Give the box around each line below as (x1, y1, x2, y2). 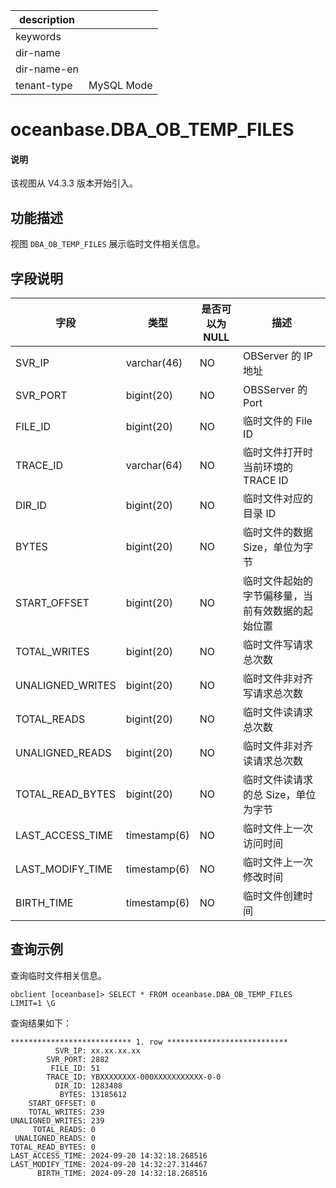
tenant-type (15, 79, 73, 92)
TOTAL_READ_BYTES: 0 (10, 1142, 97, 1152)
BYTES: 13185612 (59, 1089, 128, 1099)
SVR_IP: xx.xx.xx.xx (54, 1045, 141, 1056)
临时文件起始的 (243, 574, 314, 588)
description (19, 13, 75, 26)
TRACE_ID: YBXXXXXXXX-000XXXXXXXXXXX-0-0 (46, 1072, 222, 1082)
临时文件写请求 (243, 638, 314, 652)
